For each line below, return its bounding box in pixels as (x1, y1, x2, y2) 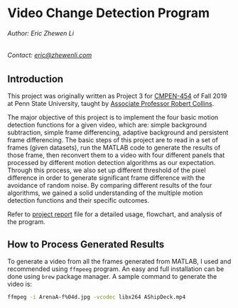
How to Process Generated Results (7, 238, 165, 250)
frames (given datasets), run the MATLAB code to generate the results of (7, 144, 221, 152)
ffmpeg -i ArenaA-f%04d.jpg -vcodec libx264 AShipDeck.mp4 (7, 294, 186, 301)
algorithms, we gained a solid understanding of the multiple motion (7, 188, 203, 197)
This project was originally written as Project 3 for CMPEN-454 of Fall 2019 (7, 92, 227, 100)
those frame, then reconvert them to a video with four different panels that (7, 151, 225, 159)
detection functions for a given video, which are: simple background (7, 121, 207, 129)
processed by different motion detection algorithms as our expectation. (7, 159, 216, 167)
